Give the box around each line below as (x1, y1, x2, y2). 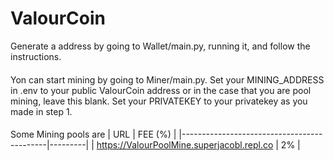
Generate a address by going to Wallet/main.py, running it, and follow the (10, 40, 311, 52)
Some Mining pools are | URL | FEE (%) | (10, 128, 177, 141)
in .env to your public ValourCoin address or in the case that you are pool (10, 84, 312, 96)
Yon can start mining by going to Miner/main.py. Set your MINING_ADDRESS (10, 73, 325, 86)
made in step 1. (10, 105, 73, 117)
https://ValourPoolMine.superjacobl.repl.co (96, 139, 274, 151)
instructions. (10, 50, 62, 62)
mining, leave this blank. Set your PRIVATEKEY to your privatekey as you (10, 95, 308, 107)
